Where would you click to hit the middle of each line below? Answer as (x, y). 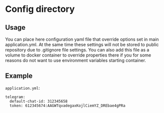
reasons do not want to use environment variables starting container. (76, 60)
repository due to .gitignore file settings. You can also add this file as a (77, 50)
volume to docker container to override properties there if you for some (78, 55)
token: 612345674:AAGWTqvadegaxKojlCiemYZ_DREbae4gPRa (68, 106)
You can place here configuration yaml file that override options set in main (82, 39)
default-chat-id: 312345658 (39, 101)
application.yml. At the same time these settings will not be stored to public (82, 45)
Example (19, 76)
